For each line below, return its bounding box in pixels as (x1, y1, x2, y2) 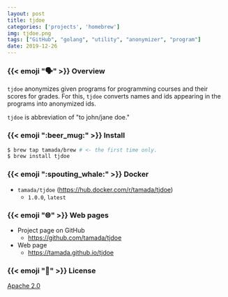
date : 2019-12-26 (7, 43, 58, 50)
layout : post (7, 10, 45, 17)
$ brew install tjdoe (7, 153, 70, 160)
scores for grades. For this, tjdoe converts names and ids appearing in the (7, 92, 221, 101)
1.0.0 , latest (27, 193, 66, 201)
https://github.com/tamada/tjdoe (27, 233, 122, 242)
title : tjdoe (7, 17, 45, 24)
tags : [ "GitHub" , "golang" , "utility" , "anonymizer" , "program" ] (7, 36, 202, 43)
